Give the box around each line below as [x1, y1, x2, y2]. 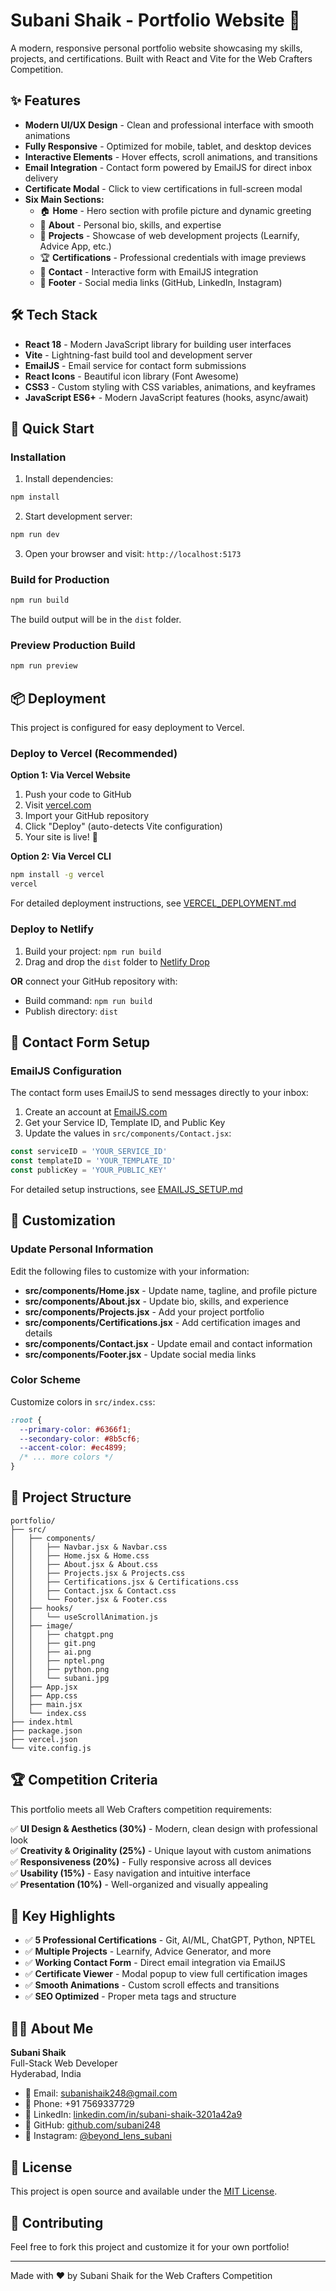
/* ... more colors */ [19, 1452, 114, 1463]
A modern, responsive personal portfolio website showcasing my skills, [10, 42, 303, 54]
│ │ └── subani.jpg [10, 1673, 110, 1683]
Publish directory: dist [24, 1005, 118, 1017]
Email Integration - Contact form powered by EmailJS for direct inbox [24, 161, 313, 173]
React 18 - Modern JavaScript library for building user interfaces [24, 338, 292, 350]
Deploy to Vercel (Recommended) [10, 747, 178, 761]
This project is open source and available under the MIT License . [10, 2185, 278, 2198]
